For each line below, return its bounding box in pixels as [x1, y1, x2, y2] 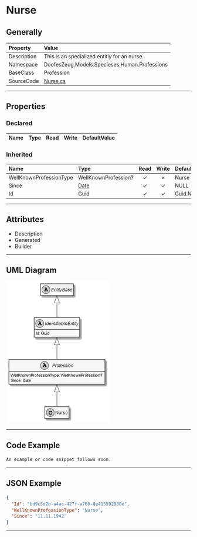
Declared [6, 119, 33, 127]
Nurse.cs [43, 77, 66, 84]
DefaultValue [82, 134, 116, 141]
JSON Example [6, 478, 62, 489]
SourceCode [8, 77, 39, 84]
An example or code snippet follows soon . [6, 457, 111, 463]
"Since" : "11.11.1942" [11, 513, 67, 519]
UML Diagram [6, 265, 57, 275]
